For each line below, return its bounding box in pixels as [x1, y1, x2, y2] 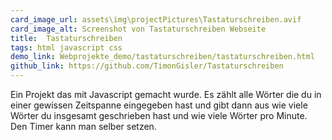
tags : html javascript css [10, 42, 123, 53]
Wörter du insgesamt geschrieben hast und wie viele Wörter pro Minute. [10, 110, 308, 121]
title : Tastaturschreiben [10, 33, 123, 43]
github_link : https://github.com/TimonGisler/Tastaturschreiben [10, 61, 284, 71]
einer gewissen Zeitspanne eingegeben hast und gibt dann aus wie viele [10, 99, 308, 111]
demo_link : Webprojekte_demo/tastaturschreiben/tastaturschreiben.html [10, 52, 315, 62]
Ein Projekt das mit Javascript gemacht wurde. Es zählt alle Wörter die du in [10, 89, 322, 100]
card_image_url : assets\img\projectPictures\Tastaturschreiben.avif [10, 14, 302, 25]
